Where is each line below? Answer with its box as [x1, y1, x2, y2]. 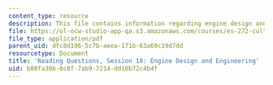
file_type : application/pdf [8, 34, 104, 43]
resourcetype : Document [8, 49, 89, 57]
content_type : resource [8, 11, 89, 20]
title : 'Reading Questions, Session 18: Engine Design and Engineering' [8, 57, 260, 66]
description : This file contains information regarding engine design [8, 19, 253, 28]
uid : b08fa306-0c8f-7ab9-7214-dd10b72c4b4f [8, 65, 158, 73]
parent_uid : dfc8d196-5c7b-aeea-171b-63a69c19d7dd [8, 42, 184, 50]
